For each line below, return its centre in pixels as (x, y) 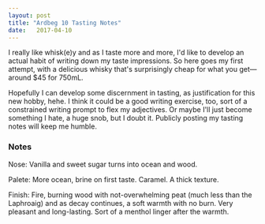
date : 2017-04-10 (40, 30)
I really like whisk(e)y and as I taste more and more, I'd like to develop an (126, 53)
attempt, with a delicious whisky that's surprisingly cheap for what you (123, 69)
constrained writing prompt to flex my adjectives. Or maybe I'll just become (130, 110)
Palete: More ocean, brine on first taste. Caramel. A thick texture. (114, 179)
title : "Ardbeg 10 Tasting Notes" (65, 23)
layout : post (30, 15)
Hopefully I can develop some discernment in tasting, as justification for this (132, 93)
